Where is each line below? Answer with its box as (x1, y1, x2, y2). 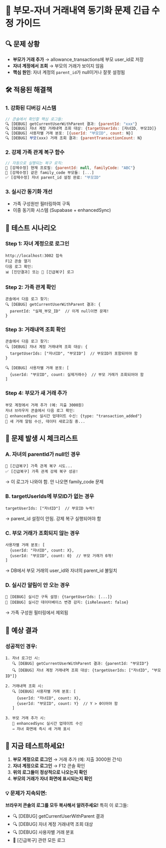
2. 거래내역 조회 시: (5, 683, 44, 688)
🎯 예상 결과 (5, 626, 38, 635)
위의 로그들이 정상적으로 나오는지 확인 (12, 769, 88, 775)
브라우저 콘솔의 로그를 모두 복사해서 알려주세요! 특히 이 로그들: (5, 802, 129, 808)
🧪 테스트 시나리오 (5, 224, 56, 232)
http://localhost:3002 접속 (5, 253, 63, 258)
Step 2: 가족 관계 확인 (5, 283, 56, 290)
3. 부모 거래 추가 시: (5, 716, 46, 721)
